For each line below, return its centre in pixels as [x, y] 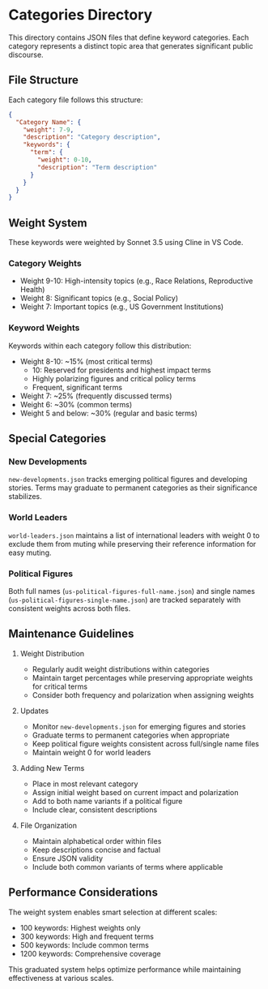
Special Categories [57, 439]
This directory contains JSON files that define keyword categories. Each [129, 37]
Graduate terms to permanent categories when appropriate [131, 735]
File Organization [49, 825]
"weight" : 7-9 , [49, 130]
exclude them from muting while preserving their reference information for [132, 544]
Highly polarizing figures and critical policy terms [114, 378]
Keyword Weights [44, 328]
